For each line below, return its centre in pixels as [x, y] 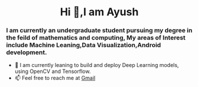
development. [27, 52]
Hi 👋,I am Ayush [99, 12]
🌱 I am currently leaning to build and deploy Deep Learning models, [97, 65]
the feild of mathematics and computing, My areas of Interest [96, 38]
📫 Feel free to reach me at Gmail [55, 78]
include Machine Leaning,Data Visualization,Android [84, 45]
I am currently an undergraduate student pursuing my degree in [99, 31]
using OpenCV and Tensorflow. [53, 71]
